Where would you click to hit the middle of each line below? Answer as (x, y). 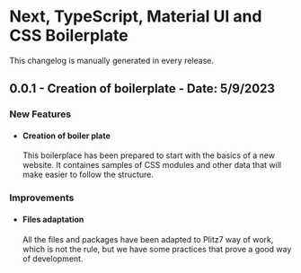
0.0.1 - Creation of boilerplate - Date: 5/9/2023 (142, 88)
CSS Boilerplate (69, 35)
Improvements (42, 198)
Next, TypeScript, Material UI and (136, 17)
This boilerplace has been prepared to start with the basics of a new (149, 155)
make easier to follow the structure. (88, 175)
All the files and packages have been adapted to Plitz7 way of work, (148, 239)
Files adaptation (53, 219)
